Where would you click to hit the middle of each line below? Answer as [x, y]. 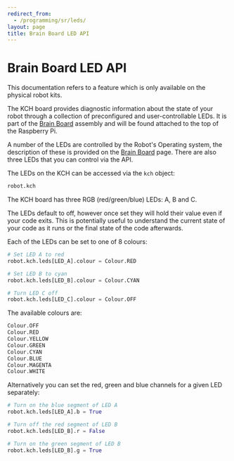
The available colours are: [45, 313]
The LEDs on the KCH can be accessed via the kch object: [91, 174]
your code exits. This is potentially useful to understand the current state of [116, 221]
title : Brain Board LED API [48, 33]
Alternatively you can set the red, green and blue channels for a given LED [115, 385]
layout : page [26, 27]
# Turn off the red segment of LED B [63, 425]
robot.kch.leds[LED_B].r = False [56, 431]
